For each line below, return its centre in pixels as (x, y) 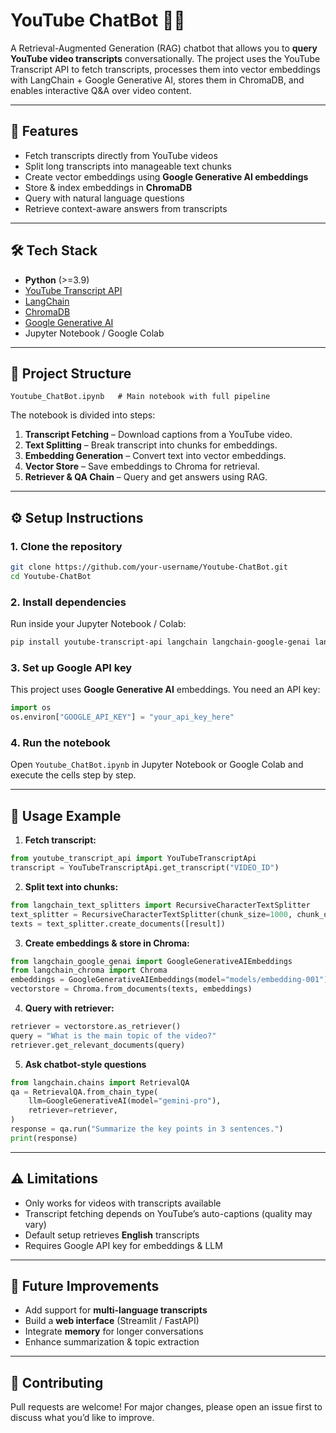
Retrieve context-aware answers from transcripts (126, 208)
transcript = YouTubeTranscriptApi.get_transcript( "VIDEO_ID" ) (145, 868)
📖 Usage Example (66, 815)
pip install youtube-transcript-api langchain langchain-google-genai (160, 642)
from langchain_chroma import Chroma (89, 970)
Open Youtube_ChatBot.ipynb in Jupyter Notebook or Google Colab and (157, 765)
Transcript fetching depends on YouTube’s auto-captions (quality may (168, 1213)
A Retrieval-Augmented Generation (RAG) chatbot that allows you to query (164, 48)
